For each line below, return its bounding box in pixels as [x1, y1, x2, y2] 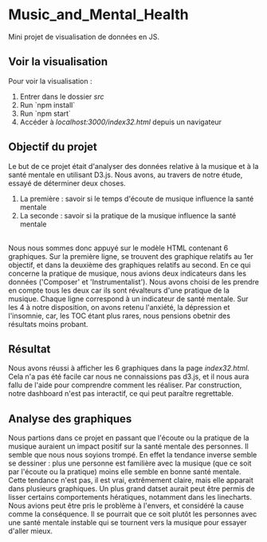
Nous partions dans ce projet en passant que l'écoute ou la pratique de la [8, 433, 249, 443]
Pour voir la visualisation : [8, 76, 92, 85]
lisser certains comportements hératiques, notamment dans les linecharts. [8, 493, 253, 502]
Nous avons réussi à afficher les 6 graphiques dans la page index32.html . [8, 363, 249, 373]
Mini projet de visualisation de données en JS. [8, 32, 159, 41]
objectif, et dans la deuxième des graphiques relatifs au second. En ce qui [8, 260, 251, 269]
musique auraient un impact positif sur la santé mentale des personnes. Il [8, 442, 249, 451]
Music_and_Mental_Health [8, 6, 189, 24]
